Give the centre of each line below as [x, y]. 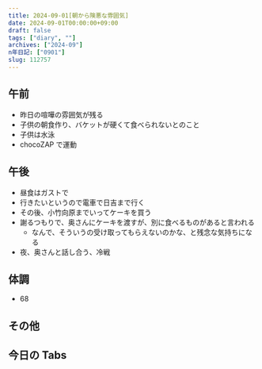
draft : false [30, 30]
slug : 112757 [30, 60]
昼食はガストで [44, 192]
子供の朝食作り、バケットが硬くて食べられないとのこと [110, 125]
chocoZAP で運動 [48, 144]
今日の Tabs [38, 355]
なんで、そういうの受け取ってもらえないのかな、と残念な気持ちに [138, 232]
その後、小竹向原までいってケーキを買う [85, 212]
